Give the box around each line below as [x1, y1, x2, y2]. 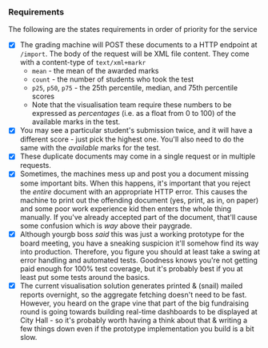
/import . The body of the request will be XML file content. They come [19, 49, 250, 58]
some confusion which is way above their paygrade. [19, 221, 193, 230]
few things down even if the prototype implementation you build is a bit [19, 323, 254, 334]
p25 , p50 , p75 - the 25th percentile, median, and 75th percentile [31, 83, 238, 93]
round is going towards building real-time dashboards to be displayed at [19, 306, 258, 316]
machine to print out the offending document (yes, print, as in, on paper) [19, 195, 259, 205]
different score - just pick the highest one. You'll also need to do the [19, 134, 244, 144]
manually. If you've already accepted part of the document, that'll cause [19, 212, 258, 222]
